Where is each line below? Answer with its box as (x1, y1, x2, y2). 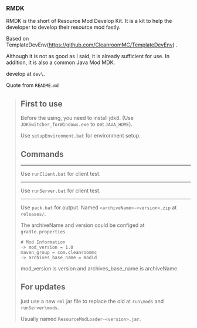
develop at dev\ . (6, 71, 45, 78)
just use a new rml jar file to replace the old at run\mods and (20, 297, 164, 304)
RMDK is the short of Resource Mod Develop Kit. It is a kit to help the (6, 18, 172, 25)
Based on (6, 35, 29, 42)
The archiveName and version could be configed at (20, 222, 145, 229)
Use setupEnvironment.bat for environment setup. (20, 132, 141, 139)
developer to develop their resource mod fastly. (6, 24, 121, 31)
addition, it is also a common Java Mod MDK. (6, 59, 116, 66)
